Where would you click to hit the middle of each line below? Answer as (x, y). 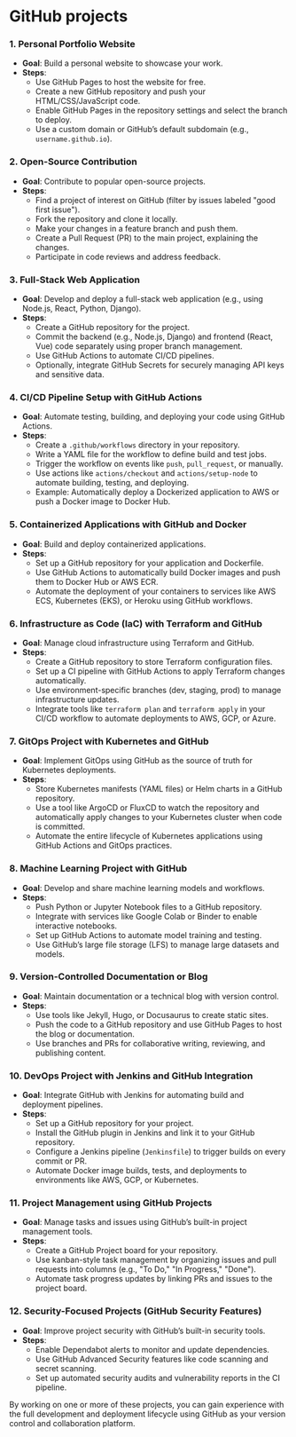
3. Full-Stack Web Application (74, 280)
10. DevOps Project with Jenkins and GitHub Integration (131, 1076)
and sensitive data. (70, 375)
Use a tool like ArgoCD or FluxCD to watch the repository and (147, 808)
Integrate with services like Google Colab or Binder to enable (146, 916)
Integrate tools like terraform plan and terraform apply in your (150, 708)
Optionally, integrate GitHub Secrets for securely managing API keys (160, 365)
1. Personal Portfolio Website (72, 44)
